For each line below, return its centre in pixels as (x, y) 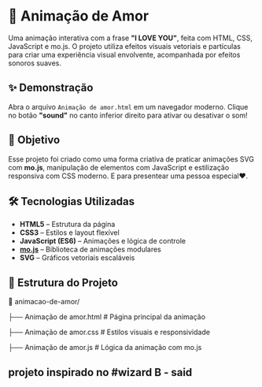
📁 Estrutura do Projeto (63, 283)
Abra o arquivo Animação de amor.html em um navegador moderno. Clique (128, 106)
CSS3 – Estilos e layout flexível (69, 233)
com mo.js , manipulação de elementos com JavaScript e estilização (119, 167)
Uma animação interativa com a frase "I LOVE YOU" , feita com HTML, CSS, (131, 38)
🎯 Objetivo (34, 140)
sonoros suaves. (35, 63)
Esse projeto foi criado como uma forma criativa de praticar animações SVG (131, 159)
